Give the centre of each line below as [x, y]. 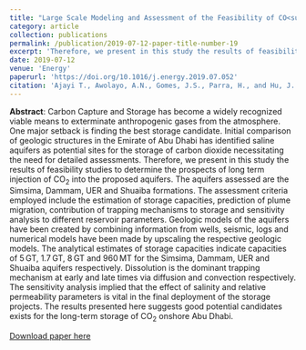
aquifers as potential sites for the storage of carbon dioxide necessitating [147, 150]
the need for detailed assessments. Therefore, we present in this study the [149, 159]
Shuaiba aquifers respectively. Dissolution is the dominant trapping [135, 268]
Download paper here [50, 336]
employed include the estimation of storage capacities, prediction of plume [150, 200]
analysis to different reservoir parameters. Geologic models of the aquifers [149, 220]
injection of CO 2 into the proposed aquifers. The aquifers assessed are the [149, 180]
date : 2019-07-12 [42, 60]
